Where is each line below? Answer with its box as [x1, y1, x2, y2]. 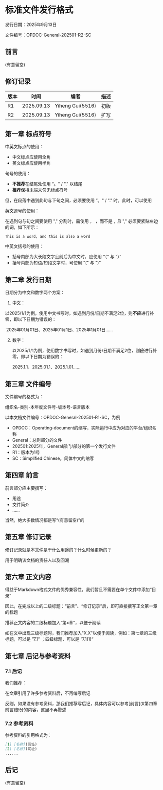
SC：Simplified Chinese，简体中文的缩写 [12, 455, 94, 461]
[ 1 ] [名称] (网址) [5, 742, 37, 747]
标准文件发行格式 [5, 4, 74, 16]
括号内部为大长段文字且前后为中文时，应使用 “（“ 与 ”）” [12, 254, 122, 260]
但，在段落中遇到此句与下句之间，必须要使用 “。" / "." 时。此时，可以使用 [5, 198, 152, 203]
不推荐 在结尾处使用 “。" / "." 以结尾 [12, 181, 83, 187]
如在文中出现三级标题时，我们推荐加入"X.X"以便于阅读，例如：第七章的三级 [5, 630, 157, 636]
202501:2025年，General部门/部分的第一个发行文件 [12, 443, 116, 449]
